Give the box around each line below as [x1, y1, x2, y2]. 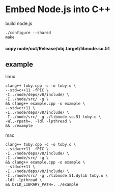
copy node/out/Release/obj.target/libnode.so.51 [5, 45, 110, 51]
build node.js [5, 20, 33, 26]
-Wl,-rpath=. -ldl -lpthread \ [5, 119, 72, 124]
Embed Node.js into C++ [5, 4, 111, 15]
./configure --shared [5, 30, 51, 35]
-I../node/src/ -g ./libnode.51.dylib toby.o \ [5, 173, 108, 178]
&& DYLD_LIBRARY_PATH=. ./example [5, 182, 79, 187]
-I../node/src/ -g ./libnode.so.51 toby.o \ [5, 114, 101, 120]
